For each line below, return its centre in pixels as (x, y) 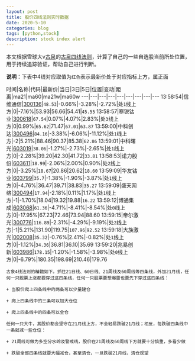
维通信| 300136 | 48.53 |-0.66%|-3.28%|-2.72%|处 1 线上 (71, 104)
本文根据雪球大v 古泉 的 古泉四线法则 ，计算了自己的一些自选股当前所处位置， (98, 57)
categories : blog (27, 28)
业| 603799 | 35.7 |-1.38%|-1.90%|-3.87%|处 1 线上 (64, 178)
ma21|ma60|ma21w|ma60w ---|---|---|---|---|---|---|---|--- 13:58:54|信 (101, 96)
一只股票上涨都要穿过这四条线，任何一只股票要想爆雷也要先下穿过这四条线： (90, 278)
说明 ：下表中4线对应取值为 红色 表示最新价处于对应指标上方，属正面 (87, 77)
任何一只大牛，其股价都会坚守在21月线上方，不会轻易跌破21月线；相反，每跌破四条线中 (97, 324)
